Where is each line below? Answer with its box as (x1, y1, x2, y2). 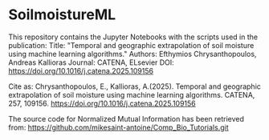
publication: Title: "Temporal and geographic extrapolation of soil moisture (8, 40, 255, 50)
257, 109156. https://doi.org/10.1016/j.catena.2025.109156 (8, 98, 197, 108)
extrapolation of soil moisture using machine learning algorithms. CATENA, (8, 90, 255, 99)
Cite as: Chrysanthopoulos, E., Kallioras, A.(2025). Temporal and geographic (8, 82, 261, 91)
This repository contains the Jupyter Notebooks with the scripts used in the (8, 32, 259, 42)
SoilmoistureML (8, 6, 116, 24)
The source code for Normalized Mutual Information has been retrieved (8, 114, 245, 123)
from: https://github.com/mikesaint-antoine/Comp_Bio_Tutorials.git (8, 122, 229, 132)
